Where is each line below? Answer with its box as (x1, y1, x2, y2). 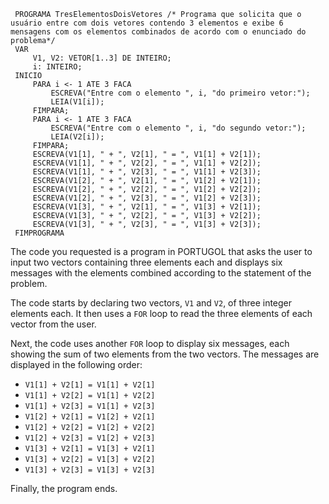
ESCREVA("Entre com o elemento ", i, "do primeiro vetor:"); (50, 88, 311, 98)
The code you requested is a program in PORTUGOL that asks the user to (10, 246, 313, 257)
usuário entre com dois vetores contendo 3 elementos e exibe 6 (10, 18, 284, 28)
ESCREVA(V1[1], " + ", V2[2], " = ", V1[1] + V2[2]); (32, 158, 262, 168)
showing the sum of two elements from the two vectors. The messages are (10, 348, 320, 360)
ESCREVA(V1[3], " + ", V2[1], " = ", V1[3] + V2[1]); (32, 202, 262, 212)
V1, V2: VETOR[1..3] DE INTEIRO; (32, 53, 172, 63)
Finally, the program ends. (10, 483, 118, 494)
